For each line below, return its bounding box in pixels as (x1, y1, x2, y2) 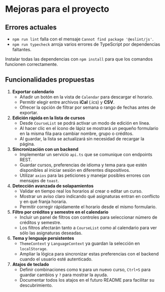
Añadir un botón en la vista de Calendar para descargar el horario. (19, 94, 154, 99)
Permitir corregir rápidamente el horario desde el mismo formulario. (19, 203, 157, 210)
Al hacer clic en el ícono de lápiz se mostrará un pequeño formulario (19, 125, 159, 131)
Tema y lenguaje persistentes (12, 235, 74, 241)
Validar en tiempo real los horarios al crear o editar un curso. (19, 188, 143, 194)
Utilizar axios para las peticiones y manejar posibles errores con (19, 172, 150, 178)
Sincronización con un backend (12, 146, 79, 152)
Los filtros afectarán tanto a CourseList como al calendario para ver (19, 225, 157, 230)
